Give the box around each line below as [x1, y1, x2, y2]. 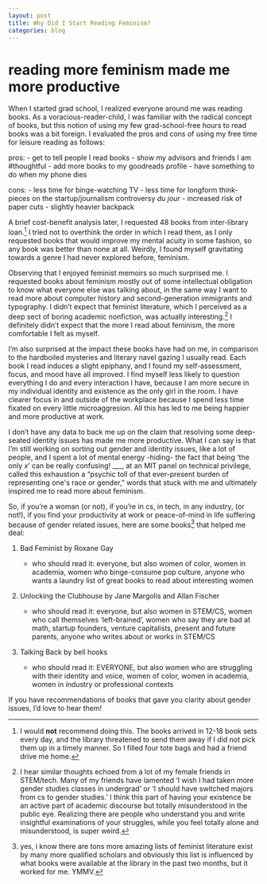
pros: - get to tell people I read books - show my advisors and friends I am [8, 153, 252, 163]
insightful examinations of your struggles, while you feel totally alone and [19, 818, 259, 828]
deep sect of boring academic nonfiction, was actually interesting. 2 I [8, 310, 233, 321]
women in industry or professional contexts [31, 680, 174, 689]
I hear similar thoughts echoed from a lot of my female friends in [19, 767, 230, 777]
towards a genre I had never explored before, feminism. [8, 252, 190, 262]
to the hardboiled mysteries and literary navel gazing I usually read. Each [8, 352, 246, 362]
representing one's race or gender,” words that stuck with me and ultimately [8, 478, 257, 487]
